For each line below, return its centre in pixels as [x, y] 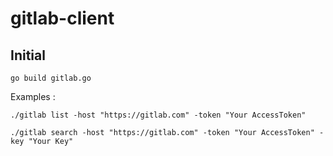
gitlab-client [62, 18]
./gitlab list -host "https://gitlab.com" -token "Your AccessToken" [158, 115]
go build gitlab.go [51, 78]
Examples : [33, 96]
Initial [28, 55]
